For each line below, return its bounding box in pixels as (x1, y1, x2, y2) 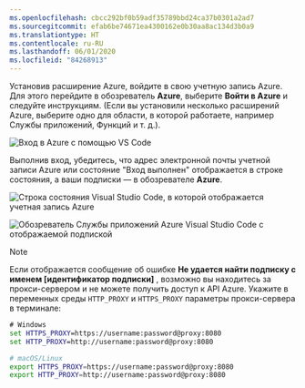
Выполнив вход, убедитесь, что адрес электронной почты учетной (9, 155, 271, 165)
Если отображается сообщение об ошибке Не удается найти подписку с (9, 264, 297, 274)
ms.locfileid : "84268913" (9, 56, 107, 65)
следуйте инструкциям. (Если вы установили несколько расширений (9, 100, 280, 110)
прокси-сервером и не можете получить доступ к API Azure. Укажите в (9, 283, 289, 294)
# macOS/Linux (9, 353, 64, 362)
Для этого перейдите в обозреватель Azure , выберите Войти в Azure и (9, 90, 289, 101)
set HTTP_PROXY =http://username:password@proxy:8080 (9, 337, 214, 346)
